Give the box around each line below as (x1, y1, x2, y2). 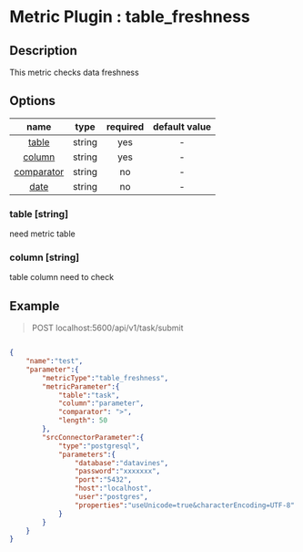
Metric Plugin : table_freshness (9, 6, 250, 27)
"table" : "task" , (57, 391, 120, 400)
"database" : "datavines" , (74, 458, 169, 467)
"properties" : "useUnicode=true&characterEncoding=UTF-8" (74, 500, 296, 510)
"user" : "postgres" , (74, 493, 148, 502)
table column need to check (9, 272, 115, 283)
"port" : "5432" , (74, 475, 132, 484)
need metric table (9, 228, 76, 239)
